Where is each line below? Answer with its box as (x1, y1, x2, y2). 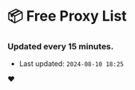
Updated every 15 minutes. (7, 41, 114, 53)
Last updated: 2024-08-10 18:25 (18, 59, 125, 68)
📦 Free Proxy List (7, 7, 127, 25)
